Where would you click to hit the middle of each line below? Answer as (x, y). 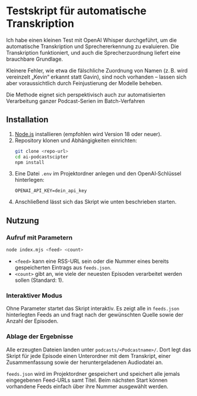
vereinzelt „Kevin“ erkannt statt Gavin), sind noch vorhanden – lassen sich (96, 77)
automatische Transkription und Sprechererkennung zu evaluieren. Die (93, 46)
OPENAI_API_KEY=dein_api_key (51, 191)
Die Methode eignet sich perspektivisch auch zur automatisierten (86, 95)
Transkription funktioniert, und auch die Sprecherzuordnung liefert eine (93, 52)
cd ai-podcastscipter (41, 157)
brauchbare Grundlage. (35, 59)
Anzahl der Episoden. (32, 321)
